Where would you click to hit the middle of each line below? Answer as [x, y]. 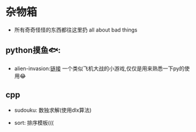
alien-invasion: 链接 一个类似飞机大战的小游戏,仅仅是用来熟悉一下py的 [99, 68]
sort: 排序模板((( [34, 122]
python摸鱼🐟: [33, 50]
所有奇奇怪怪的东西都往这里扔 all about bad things [76, 30]
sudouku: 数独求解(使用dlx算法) [53, 110]
